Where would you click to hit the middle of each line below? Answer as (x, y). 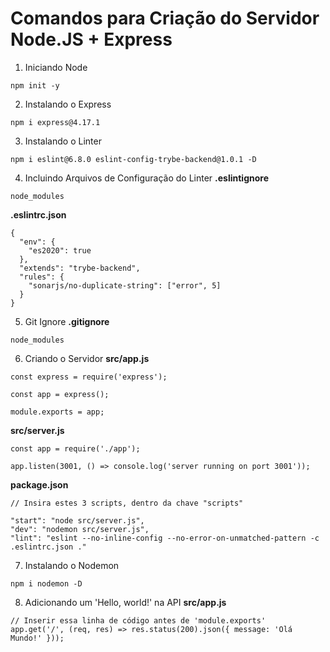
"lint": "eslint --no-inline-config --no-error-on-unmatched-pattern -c (165, 538)
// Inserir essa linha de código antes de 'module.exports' (138, 620)
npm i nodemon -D (46, 583)
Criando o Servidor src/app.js (87, 358)
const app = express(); (60, 394)
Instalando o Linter (63, 141)
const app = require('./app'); (75, 448)
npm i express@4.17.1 (55, 122)
